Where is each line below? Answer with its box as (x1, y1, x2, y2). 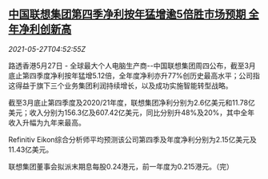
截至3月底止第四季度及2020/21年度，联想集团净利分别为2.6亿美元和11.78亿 (8, 97, 256, 107)
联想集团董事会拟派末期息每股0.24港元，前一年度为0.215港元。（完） (8, 161, 234, 171)
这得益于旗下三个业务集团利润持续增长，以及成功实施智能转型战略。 (8, 81, 233, 90)
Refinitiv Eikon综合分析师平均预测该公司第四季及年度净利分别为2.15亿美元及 (8, 134, 258, 144)
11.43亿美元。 (8, 145, 54, 154)
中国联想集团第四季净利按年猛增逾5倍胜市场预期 (8, 7, 246, 22)
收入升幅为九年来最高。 (8, 117, 86, 127)
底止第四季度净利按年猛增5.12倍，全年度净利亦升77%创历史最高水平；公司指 (8, 70, 260, 80)
